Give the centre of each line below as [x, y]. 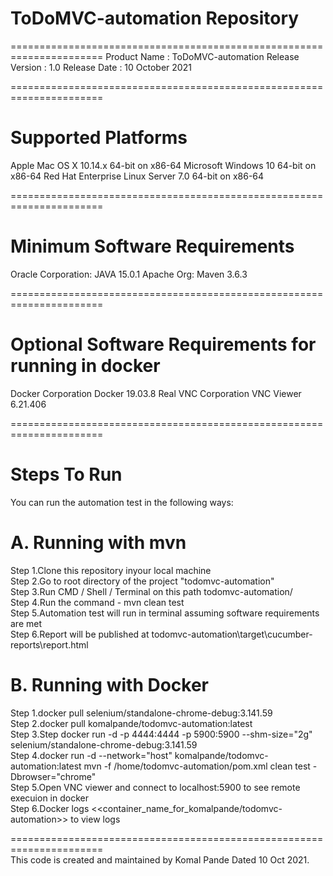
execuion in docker [49, 798]
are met [26, 623]
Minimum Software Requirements [152, 246]
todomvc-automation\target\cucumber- [232, 634]
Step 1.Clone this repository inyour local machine [111, 570]
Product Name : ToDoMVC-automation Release [202, 56]
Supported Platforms [99, 138]
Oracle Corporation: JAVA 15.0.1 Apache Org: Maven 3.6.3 [129, 274]
